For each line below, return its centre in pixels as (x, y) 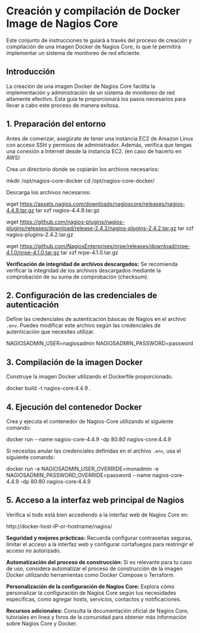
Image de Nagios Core (62, 24)
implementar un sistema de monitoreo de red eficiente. (74, 53)
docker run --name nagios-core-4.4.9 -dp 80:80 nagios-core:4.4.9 (89, 439)
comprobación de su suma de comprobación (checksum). (78, 277)
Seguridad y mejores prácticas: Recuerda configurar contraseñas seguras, (99, 538)
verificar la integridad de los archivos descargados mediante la (84, 270)
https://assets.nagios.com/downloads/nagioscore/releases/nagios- (103, 204)
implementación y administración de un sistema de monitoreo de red (90, 92)
